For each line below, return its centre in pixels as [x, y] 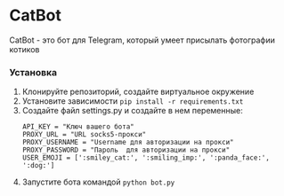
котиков [24, 49]
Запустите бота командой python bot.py [98, 182]
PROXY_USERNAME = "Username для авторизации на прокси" [128, 143]
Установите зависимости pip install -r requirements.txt [133, 101]
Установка [33, 72]
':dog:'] [38, 166]
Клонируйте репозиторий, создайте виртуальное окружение [138, 92]
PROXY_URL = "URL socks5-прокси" [84, 135]
